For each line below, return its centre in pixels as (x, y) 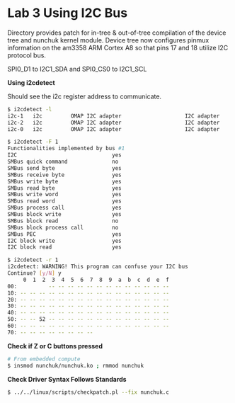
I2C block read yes (64, 247)
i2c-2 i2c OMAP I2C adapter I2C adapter (114, 123)
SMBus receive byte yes (64, 175)
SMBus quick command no (63, 162)
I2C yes (64, 155)
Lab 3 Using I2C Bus (68, 13)
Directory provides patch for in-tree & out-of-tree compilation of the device (117, 33)
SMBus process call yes (64, 208)
